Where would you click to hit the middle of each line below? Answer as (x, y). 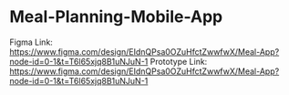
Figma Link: (31, 42)
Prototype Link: (179, 61)
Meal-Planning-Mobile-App (116, 17)
